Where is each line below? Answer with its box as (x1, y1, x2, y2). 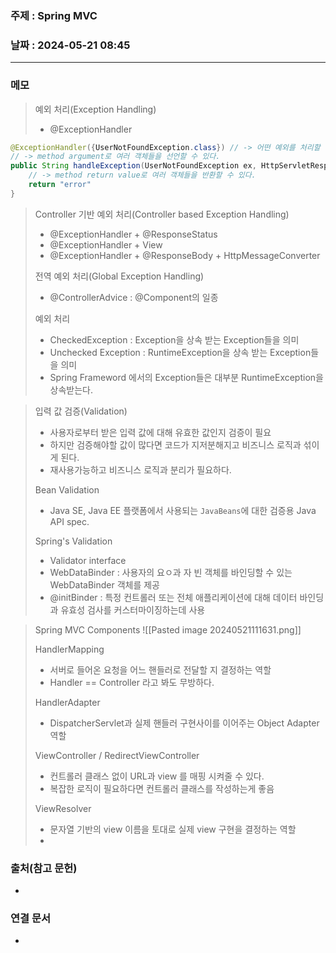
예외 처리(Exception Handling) (34, 103, 157, 115)
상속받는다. (49, 383, 94, 396)
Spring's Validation (34, 535, 113, 547)
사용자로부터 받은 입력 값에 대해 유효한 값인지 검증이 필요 (49, 426, 272, 438)
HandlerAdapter (34, 696, 101, 708)
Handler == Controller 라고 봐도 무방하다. (49, 676, 215, 688)
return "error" (28, 180, 92, 190)
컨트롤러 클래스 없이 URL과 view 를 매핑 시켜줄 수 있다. (49, 770, 265, 782)
